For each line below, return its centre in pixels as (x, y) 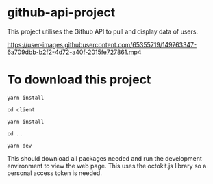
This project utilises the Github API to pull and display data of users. (103, 31)
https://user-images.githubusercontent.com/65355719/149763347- (102, 44)
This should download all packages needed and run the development (104, 158)
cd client (21, 110)
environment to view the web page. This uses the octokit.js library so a (107, 166)
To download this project (79, 80)
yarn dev (20, 146)
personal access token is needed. (55, 173)
